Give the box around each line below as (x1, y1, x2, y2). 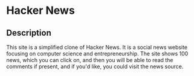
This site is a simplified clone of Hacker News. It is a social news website (6, 43, 188, 51)
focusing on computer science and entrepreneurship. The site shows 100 (6, 50, 189, 57)
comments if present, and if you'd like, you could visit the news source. (6, 63, 184, 70)
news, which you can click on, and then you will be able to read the (6, 57, 173, 63)
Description (6, 28, 51, 38)
